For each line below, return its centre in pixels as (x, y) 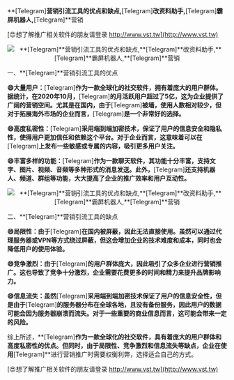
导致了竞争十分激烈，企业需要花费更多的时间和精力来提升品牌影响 (126, 272)
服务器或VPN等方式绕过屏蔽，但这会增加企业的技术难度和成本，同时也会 (117, 240)
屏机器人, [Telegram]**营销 (45, 20)
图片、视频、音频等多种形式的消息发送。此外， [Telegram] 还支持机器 (117, 169)
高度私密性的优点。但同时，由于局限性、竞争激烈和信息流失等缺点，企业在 (114, 345)
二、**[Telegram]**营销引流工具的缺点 (63, 216)
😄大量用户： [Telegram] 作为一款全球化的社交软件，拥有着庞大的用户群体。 (115, 88)
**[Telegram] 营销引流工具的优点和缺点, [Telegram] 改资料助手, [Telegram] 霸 (115, 11)
